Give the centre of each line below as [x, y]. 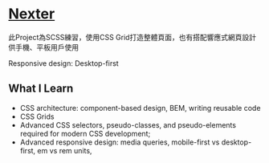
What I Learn [41, 89]
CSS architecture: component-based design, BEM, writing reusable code [140, 108]
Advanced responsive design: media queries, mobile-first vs [120, 142]
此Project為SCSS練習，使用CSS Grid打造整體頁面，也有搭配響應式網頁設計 [132, 37]
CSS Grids [37, 116]
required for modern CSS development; [85, 133]
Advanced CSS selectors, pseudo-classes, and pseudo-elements [128, 124]
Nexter [32, 14]
